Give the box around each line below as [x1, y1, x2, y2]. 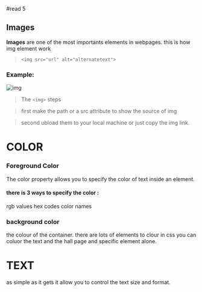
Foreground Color [6, 162, 59, 170]
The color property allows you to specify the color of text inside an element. [6, 175, 195, 182]
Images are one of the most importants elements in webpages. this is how [6, 39, 191, 46]
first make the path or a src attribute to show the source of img [21, 108, 177, 115]
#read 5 [6, 5, 26, 12]
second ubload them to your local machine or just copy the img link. [21, 119, 190, 126]
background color [6, 217, 60, 226]
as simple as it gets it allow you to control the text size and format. [6, 279, 171, 286]
